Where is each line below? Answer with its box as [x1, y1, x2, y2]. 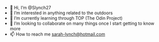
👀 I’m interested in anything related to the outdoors [9, 10, 113, 16]
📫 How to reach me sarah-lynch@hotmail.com [9, 31, 105, 37]
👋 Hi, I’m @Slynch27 [9, 5, 51, 10]
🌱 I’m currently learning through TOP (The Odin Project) [9, 15, 123, 21]
